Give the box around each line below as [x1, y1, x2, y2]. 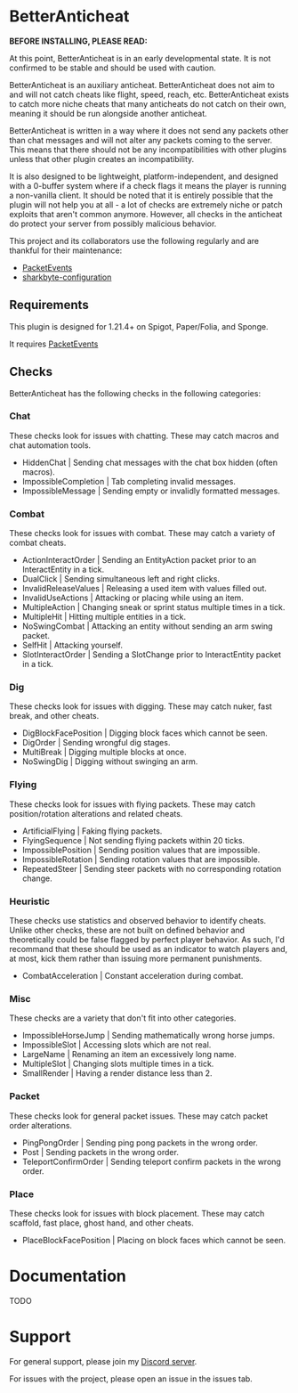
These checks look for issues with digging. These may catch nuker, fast [9, 701, 273, 712]
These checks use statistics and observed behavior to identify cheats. [9, 916, 267, 926]
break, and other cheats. [9, 711, 100, 721]
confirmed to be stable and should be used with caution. [9, 62, 216, 73]
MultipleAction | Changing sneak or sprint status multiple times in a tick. [21, 602, 286, 613]
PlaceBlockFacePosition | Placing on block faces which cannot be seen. [21, 1234, 286, 1245]
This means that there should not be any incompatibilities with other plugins [9, 144, 287, 155]
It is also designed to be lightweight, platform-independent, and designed [9, 171, 278, 182]
